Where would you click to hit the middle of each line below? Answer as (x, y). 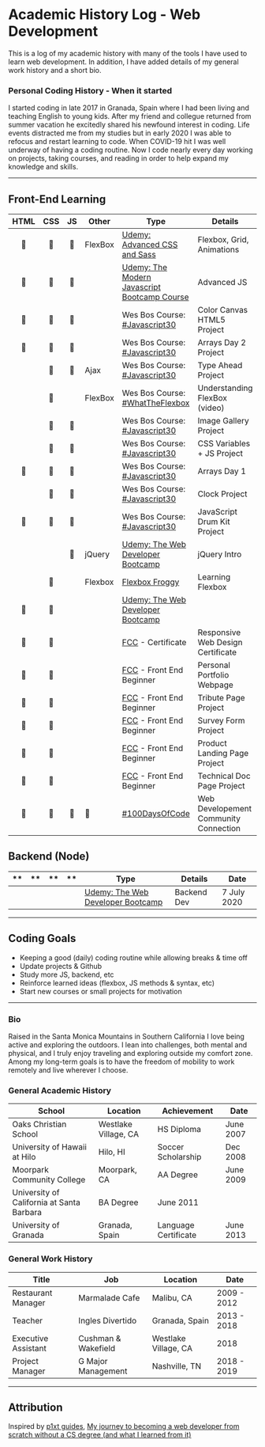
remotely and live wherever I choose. (68, 1069)
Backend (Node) (49, 856)
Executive (30, 1338)
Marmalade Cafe (109, 1297)
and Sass (139, 255)
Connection (219, 829)
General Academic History (60, 1090)
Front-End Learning (57, 199)
